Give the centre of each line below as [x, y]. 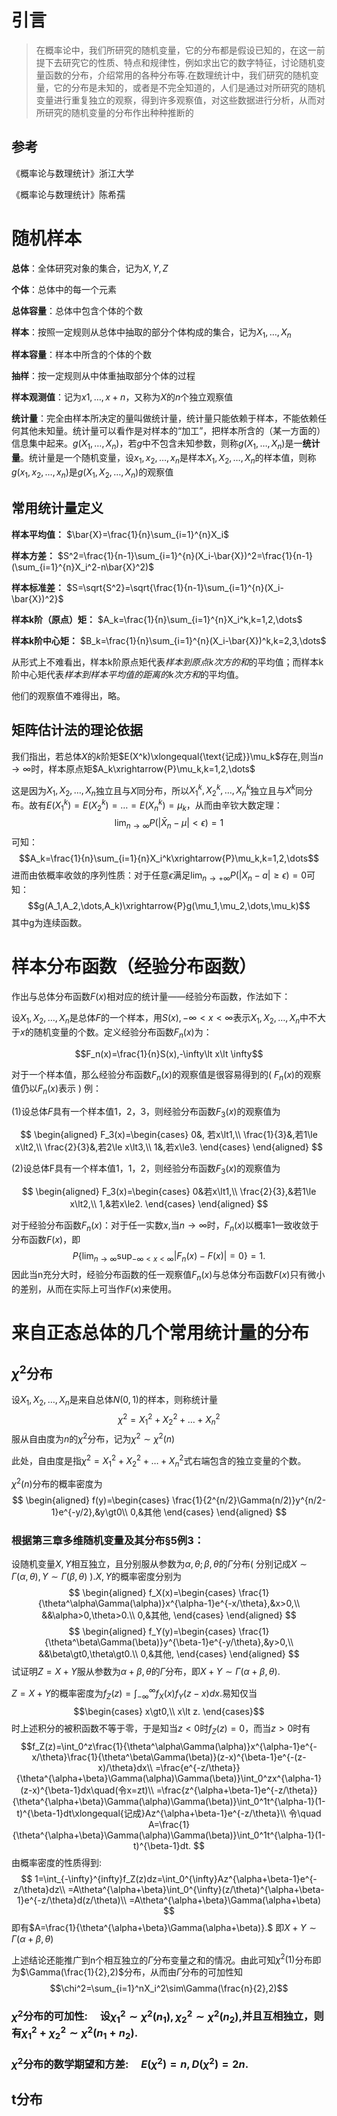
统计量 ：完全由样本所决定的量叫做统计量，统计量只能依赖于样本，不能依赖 [164, 418]
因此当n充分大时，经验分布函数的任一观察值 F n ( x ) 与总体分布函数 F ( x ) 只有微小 [168, 1276]
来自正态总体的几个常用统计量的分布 [160, 1333]
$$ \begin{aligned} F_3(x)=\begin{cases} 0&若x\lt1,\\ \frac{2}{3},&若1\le [169, 1191]
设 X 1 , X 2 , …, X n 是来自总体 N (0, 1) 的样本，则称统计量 [114, 1401]
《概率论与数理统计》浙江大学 [72, 173]
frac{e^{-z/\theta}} [202, 1767]
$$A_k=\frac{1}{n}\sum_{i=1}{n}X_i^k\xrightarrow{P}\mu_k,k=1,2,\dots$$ [169, 858]
